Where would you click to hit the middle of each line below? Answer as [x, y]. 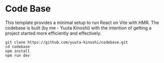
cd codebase [17, 46]
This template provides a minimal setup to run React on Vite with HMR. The [82, 22]
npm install [17, 51]
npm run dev [17, 55]
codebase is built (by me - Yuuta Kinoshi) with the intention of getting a [79, 27]
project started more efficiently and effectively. [53, 33]
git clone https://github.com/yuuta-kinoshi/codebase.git [67, 42]
